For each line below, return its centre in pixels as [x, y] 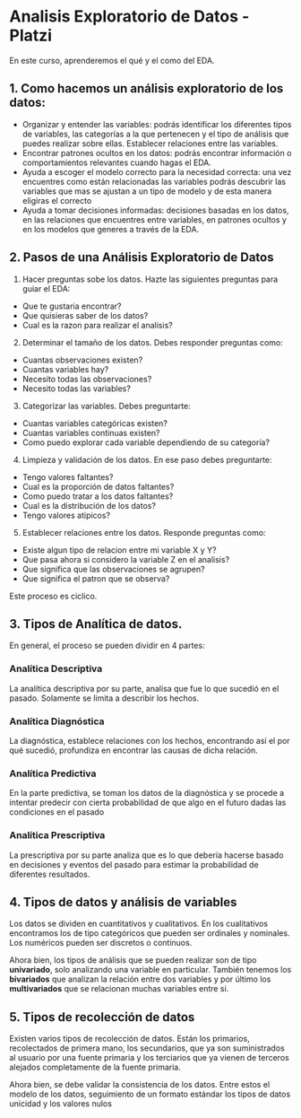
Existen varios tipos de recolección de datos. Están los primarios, [129, 1039]
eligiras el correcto [57, 200]
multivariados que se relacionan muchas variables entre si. [119, 989]
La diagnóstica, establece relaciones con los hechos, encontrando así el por [150, 740]
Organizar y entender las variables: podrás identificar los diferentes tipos [157, 124]
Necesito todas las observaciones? [87, 379]
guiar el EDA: [46, 288]
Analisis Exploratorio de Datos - [129, 17]
